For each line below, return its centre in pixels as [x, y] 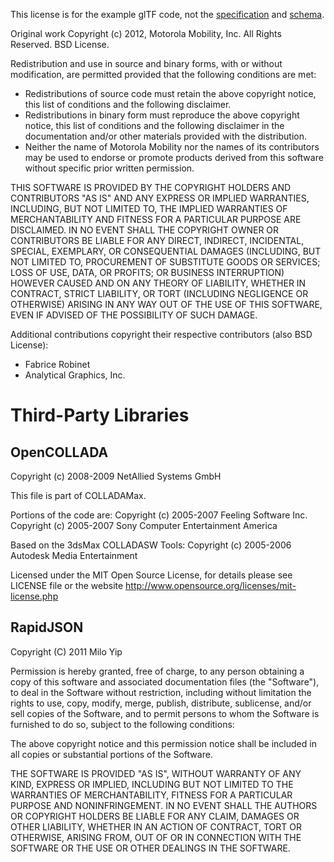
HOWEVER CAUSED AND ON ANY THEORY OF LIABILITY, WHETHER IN [158, 283]
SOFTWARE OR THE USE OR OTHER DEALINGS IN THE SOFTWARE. [150, 848]
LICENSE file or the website [67, 585]
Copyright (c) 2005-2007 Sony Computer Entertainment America [144, 525]
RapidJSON [47, 627]
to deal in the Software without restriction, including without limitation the [161, 692]
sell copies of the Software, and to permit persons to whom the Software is [165, 713]
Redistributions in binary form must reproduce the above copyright [162, 115]
